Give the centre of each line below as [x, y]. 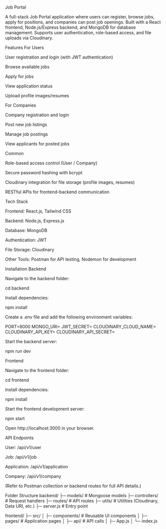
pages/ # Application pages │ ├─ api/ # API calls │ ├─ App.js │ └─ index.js [81, 521]
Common [14, 153]
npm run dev [18, 351]
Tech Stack [17, 201]
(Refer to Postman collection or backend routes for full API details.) [73, 486]
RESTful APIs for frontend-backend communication [57, 192]
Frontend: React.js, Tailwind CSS [38, 211]
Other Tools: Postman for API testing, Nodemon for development [71, 259]
